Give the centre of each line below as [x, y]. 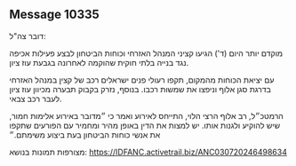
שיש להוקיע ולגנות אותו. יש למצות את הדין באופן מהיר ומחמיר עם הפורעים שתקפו [145, 125]
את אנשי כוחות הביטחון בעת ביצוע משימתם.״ [85, 134]
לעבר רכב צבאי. [36, 99]
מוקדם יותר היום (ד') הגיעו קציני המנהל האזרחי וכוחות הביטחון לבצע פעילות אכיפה [146, 53]
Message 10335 [54, 15]
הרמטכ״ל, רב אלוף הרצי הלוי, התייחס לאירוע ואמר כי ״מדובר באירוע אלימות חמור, [147, 115]
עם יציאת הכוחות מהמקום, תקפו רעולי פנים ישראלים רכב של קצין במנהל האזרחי [142, 80]
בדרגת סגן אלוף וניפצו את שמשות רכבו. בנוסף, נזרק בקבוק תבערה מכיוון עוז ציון [140, 89]
